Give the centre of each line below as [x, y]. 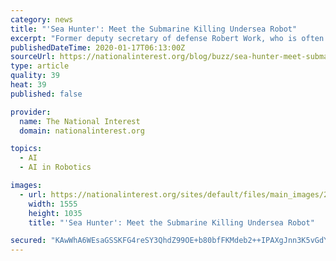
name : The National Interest [80, 121]
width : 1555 [53, 204]
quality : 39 [35, 76]
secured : [28, 241]
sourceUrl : [33, 57]
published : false [46, 94]
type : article [40, 66]
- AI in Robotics [55, 167]
